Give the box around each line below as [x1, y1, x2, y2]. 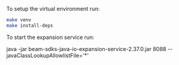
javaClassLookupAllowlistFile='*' [6, 52, 89, 59]
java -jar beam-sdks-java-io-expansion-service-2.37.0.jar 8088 [6, 45, 167, 52]
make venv [6, 17, 32, 23]
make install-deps [6, 22, 53, 29]
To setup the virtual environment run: [6, 5, 100, 12]
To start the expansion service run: [6, 33, 95, 41]
